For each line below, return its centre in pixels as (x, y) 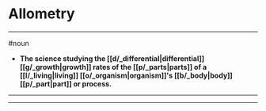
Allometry (42, 14)
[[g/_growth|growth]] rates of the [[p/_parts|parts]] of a (113, 67)
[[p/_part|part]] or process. (66, 83)
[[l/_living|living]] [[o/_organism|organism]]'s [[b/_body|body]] (126, 75)
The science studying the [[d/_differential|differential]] (112, 58)
